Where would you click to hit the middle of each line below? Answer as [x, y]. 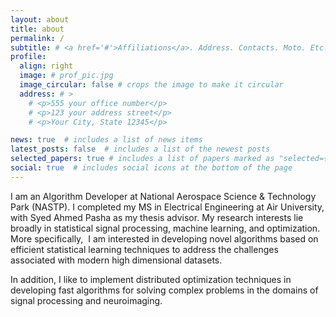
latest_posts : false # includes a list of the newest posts [140, 149]
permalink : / [37, 38]
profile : [28, 57]
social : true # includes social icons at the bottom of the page [151, 168]
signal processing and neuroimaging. [86, 300]
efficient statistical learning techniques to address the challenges [144, 249]
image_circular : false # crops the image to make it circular [151, 85]
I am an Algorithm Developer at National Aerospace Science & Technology [163, 196]
